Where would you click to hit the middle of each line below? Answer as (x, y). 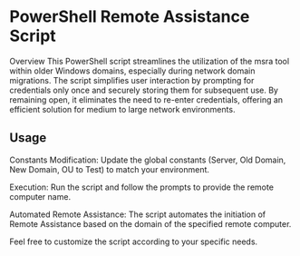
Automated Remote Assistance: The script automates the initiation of (138, 214)
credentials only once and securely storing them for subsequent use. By (144, 90)
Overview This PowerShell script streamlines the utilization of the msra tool (150, 61)
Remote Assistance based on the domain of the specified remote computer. (150, 223)
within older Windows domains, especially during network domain (132, 71)
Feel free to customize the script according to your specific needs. (134, 241)
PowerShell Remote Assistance (130, 17)
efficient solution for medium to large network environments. (122, 109)
